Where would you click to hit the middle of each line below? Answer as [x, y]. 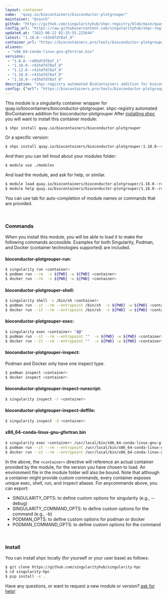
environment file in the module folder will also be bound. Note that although [83, 472]
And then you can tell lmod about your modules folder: [61, 156]
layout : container [24, 10]
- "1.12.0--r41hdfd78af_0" [35, 70]
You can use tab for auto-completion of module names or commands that [80, 198]
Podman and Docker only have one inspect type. [55, 363]
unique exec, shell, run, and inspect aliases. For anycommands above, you [81, 483]
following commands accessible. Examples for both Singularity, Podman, [80, 242]
